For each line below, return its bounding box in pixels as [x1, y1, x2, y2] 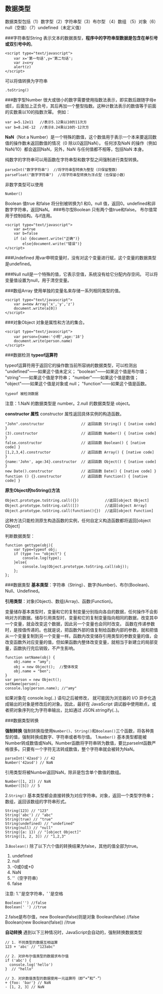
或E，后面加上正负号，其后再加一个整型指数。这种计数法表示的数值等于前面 [5, 103, 157, 109]
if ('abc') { [5, 958, 32, 963]
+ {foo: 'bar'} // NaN [5, 980, 51, 985]
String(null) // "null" [5, 825, 53, 830]
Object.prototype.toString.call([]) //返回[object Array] [5, 503, 147, 508]
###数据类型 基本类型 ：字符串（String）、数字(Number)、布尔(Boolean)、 [5, 582, 152, 588]
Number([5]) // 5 [5, 783, 40, 788]
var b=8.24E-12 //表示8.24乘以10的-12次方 [5, 125, 89, 130]
